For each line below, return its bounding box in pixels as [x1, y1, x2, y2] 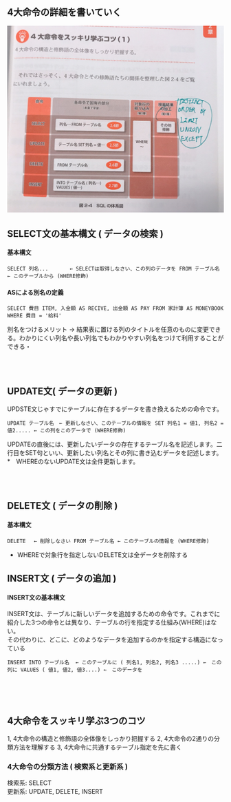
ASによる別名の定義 [7, 288, 64, 296]
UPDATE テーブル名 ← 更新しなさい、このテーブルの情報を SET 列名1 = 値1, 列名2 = [7, 420, 224, 427]
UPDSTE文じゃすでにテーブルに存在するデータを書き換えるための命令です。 [7, 405, 223, 413]
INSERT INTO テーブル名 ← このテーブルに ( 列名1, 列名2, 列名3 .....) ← [7, 659, 207, 666]
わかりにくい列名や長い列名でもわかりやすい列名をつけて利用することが [19, 334, 224, 342]
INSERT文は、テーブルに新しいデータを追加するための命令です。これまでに [7, 610, 221, 618]
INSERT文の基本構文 [7, 593, 65, 601]
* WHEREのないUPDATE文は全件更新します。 [7, 457, 140, 466]
